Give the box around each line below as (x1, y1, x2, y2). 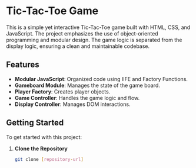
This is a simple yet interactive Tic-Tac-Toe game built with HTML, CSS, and (6, 24, 191, 31)
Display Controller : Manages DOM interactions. (14, 101, 131, 108)
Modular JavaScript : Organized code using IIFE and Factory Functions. (14, 75, 188, 82)
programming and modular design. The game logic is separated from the (6, 36, 182, 43)
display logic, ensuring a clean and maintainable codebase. (6, 43, 150, 50)
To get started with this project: (6, 133, 82, 140)
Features (6, 60, 39, 70)
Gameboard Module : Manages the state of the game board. (14, 82, 161, 89)
